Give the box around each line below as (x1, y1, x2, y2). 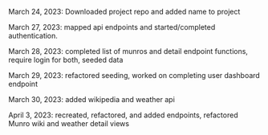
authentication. (8, 31, 59, 40)
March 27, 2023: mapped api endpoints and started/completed (8, 22, 216, 31)
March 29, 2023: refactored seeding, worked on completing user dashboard (8, 71, 261, 80)
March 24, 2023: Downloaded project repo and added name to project (8, 7, 241, 16)
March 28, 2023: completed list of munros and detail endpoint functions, (8, 47, 249, 55)
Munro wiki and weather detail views (8, 119, 130, 128)
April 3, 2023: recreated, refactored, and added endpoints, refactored (8, 110, 238, 120)
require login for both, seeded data (8, 55, 124, 64)
